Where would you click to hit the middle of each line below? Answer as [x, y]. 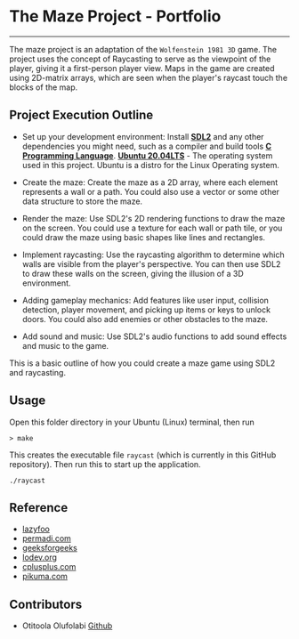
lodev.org [40, 557]
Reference [39, 508]
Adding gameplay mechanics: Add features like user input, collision [145, 300]
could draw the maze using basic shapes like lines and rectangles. [143, 237]
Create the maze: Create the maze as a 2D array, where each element [150, 182]
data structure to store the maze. [82, 201]
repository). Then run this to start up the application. [105, 464]
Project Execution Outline [81, 115]
